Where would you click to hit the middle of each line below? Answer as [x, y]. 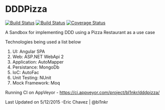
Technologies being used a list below [43, 42]
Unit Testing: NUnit [32, 77]
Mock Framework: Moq [36, 83]
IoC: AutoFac [26, 72]
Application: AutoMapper [38, 62]
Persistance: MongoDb [36, 67]
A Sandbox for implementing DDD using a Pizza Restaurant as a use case [80, 32]
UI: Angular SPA [29, 51]
